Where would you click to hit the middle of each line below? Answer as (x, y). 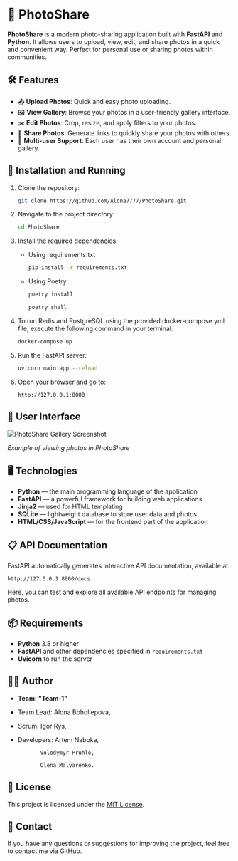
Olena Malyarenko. (67, 765)
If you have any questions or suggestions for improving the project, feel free (119, 844)
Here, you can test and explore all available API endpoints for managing (112, 592)
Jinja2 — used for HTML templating (70, 507)
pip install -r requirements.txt (78, 268)
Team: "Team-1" (43, 698)
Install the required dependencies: (68, 241)
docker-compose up (45, 341)
